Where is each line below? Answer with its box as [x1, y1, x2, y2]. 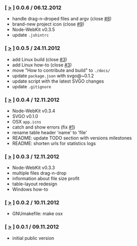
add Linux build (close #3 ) [12, 56, 67, 62]
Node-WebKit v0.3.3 [12, 165, 56, 171]
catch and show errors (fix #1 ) [12, 124, 75, 130]
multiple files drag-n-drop [12, 170, 67, 176]
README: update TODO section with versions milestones [12, 135, 132, 141]
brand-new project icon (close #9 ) [12, 21, 85, 27]
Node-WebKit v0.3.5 [12, 27, 56, 33]
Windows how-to [12, 186, 48, 192]
